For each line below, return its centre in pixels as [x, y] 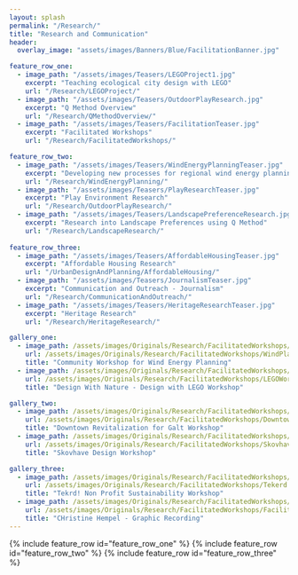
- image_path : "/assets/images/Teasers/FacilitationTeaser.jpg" [138, 124]
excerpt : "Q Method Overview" [81, 107]
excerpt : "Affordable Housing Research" [101, 264]
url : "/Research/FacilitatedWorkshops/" [101, 141]
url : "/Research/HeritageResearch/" [93, 322]
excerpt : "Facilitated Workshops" [89, 133]
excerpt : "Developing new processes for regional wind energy [142, 173]
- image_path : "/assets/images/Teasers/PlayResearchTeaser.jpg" [138, 190]
